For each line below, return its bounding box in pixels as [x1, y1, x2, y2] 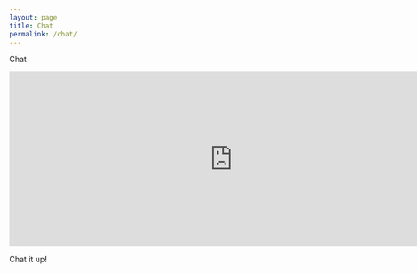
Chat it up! [9, 254, 47, 265]
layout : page [9, 12, 58, 22]
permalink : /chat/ [9, 29, 78, 38]
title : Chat [9, 21, 53, 30]
